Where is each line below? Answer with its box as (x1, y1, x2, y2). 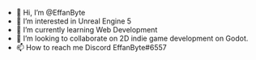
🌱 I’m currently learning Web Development (15, 25, 158, 34)
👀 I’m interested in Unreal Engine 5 (15, 16, 132, 26)
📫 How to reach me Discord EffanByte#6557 (15, 43, 168, 52)
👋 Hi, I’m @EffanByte (15, 8, 86, 17)
